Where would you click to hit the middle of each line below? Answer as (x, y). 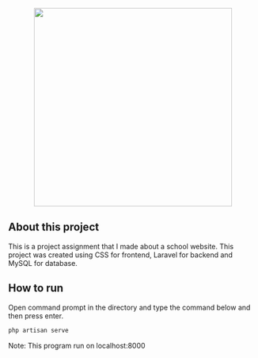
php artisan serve (38, 330)
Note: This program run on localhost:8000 (77, 345)
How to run (36, 289)
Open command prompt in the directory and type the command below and (129, 307)
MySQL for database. (43, 263)
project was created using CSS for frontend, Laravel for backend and (121, 255)
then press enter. (36, 316)
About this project (54, 227)
